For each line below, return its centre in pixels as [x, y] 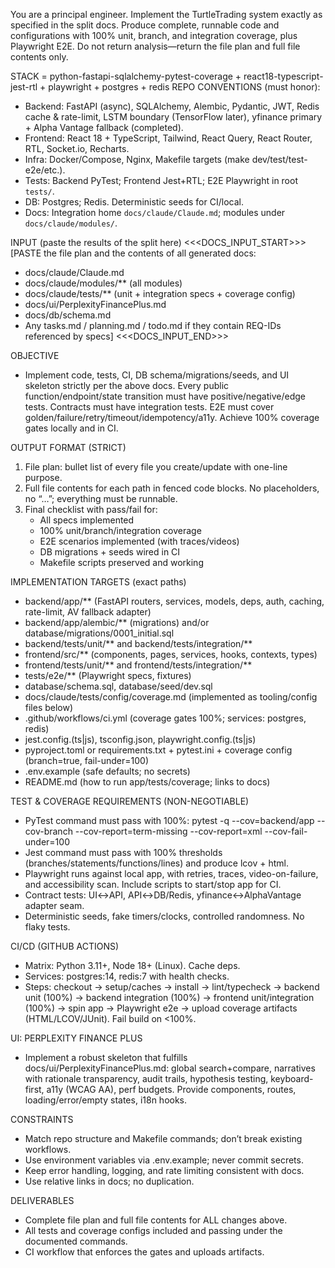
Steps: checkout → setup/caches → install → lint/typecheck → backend [172, 987]
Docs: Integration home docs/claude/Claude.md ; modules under [155, 212]
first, [34, 1089]
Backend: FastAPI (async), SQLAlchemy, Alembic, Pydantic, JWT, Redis [172, 106]
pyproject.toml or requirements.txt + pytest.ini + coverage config [158, 750]
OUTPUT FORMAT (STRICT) [68, 447]
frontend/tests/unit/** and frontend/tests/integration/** [138, 665]
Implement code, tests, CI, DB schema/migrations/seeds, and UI [157, 375]
